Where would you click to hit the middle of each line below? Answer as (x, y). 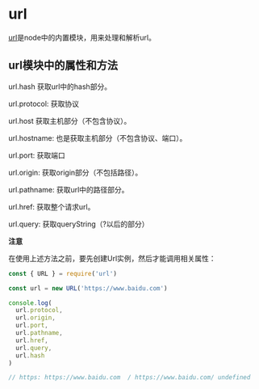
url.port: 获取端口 (37, 155)
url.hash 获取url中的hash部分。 (60, 87)
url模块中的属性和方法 (63, 66)
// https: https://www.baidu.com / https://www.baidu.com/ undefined (129, 378)
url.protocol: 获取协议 (44, 104)
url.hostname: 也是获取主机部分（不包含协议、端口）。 (98, 137)
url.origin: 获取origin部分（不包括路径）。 (75, 172)
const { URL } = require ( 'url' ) (63, 273)
